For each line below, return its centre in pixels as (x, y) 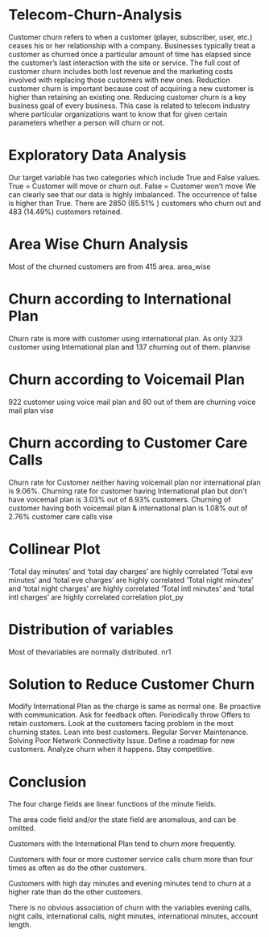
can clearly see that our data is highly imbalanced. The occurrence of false (133, 194)
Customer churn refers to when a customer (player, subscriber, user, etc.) (130, 37)
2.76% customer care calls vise (60, 516)
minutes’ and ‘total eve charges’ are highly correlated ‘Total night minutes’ (131, 580)
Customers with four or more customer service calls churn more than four (131, 860)
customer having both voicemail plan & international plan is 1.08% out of (128, 508)
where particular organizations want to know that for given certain (118, 114)
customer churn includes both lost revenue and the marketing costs (121, 71)
